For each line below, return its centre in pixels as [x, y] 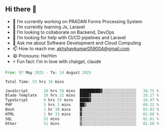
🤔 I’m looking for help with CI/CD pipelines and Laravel [69, 37]
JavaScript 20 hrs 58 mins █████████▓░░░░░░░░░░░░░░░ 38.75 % [82, 91]
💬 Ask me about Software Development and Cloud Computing [77, 43]
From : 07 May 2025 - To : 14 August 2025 [48, 73]
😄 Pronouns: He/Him [35, 55]
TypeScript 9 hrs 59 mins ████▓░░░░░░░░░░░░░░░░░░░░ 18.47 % [82, 100]
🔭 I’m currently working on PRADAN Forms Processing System [77, 21]
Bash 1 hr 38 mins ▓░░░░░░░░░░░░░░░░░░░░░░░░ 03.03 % [82, 110]
